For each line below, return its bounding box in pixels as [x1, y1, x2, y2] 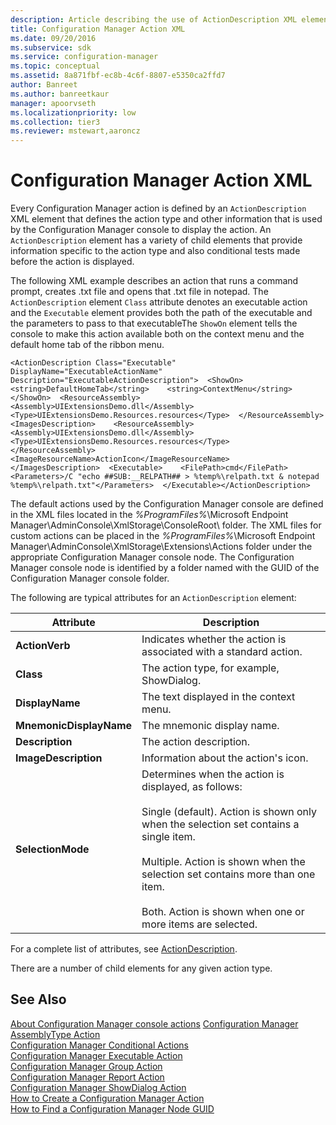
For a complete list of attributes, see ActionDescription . [10, 943, 238, 955]
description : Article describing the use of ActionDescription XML [10, 14, 298, 25]
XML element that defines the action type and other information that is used [10, 213, 323, 225]
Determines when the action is [141, 767, 285, 781]
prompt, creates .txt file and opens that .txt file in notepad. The [10, 286, 269, 298]
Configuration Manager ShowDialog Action [10, 1081, 187, 1093]
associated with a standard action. [141, 645, 303, 659]
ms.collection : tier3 [10, 117, 101, 127]
